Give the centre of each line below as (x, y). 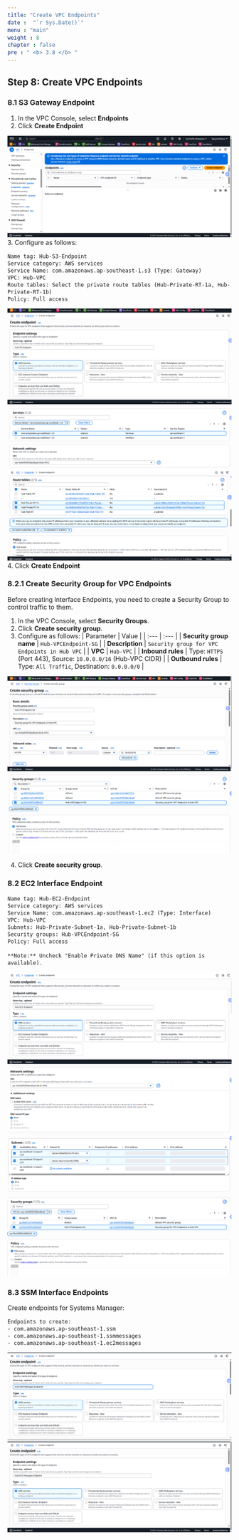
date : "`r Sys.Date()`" (46, 22)
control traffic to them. (40, 607)
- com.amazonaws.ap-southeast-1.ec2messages (74, 1343)
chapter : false (31, 45)
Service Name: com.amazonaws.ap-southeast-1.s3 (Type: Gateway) (105, 271)
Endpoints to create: (39, 1322)
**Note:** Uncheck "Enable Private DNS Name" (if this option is (106, 956)
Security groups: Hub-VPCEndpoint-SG (63, 935)
